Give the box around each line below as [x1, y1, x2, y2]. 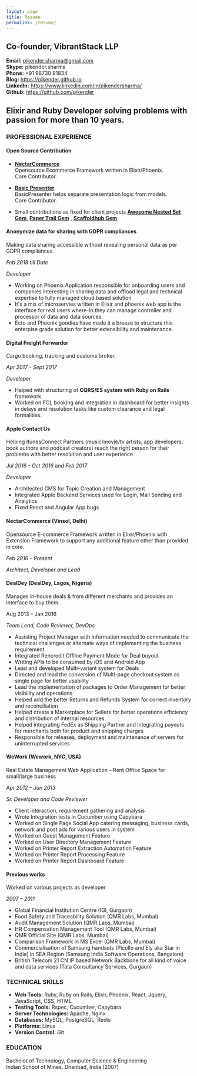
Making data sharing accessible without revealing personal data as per [6, 241, 178, 248]
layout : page [6, 8, 38, 15]
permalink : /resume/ [6, 19, 57, 25]
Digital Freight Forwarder [6, 339, 69, 346]
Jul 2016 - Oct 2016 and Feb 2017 [6, 462, 88, 469]
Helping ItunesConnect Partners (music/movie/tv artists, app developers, [6, 438, 183, 446]
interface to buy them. [6, 598, 60, 606]
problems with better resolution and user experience [6, 451, 133, 458]
